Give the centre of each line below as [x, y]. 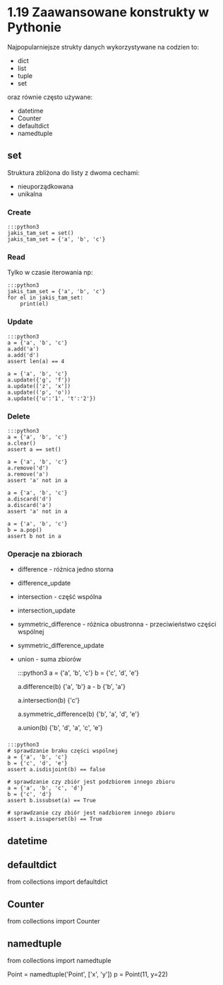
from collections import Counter [54, 921]
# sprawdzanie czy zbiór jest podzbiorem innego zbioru [91, 782]
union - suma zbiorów [49, 659]
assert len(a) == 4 [36, 361]
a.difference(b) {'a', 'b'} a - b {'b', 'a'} [71, 687]
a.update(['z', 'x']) [39, 386]
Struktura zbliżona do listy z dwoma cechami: [73, 172]
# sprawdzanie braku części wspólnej [63, 751]
